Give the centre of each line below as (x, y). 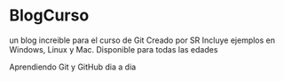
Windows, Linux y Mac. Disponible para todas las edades (114, 49)
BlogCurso (49, 16)
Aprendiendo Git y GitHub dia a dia (73, 67)
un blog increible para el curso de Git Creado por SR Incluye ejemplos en (142, 40)
